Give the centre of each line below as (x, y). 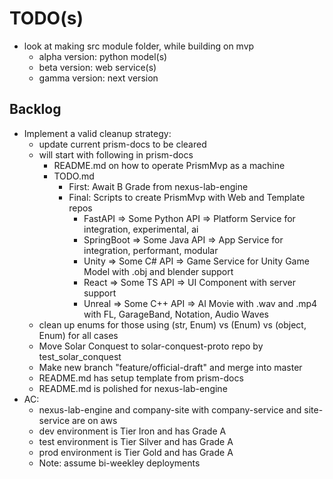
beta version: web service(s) (97, 67)
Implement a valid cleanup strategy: (97, 133)
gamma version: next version (98, 78)
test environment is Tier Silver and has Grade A (136, 441)
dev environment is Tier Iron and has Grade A (132, 431)
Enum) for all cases (78, 335)
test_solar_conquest (80, 356)
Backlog (35, 109)
